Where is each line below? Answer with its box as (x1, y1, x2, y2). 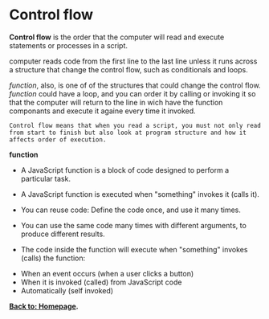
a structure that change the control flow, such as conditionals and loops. (9, 64, 248, 74)
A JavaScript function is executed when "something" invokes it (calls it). (20, 189, 260, 198)
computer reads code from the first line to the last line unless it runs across (9, 56, 258, 66)
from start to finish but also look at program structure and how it (9, 129, 247, 137)
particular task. (20, 174, 71, 183)
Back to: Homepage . (9, 301, 79, 311)
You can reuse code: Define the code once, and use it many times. (20, 205, 242, 215)
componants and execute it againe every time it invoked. (9, 106, 196, 116)
